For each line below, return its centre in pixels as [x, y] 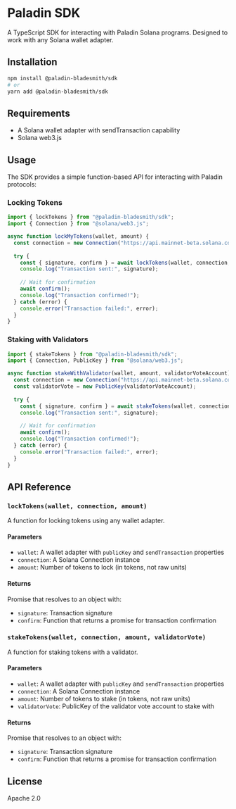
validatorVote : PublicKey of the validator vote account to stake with [116, 706]
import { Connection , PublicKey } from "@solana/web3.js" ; [96, 360]
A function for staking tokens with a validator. [73, 652]
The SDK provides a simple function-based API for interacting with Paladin [115, 177]
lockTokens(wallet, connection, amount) [77, 506]
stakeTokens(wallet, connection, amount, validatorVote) [107, 638]
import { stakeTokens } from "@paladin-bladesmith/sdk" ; [92, 354]
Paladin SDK [44, 13]
